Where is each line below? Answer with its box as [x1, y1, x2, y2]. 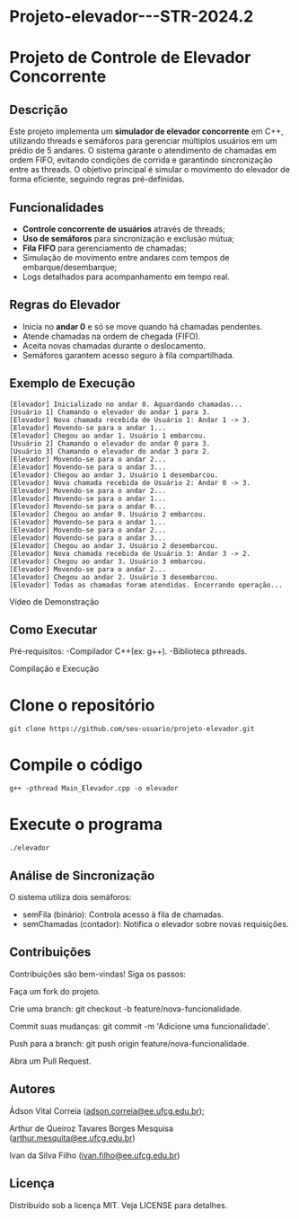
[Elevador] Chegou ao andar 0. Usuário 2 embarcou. [9, 509, 207, 518]
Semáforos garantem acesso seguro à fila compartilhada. [22, 349, 235, 360]
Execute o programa [9, 814, 163, 835]
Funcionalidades [9, 199, 105, 215]
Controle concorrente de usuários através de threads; [22, 224, 226, 234]
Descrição [9, 102, 68, 118]
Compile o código [9, 755, 144, 774]
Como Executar [9, 623, 98, 638]
